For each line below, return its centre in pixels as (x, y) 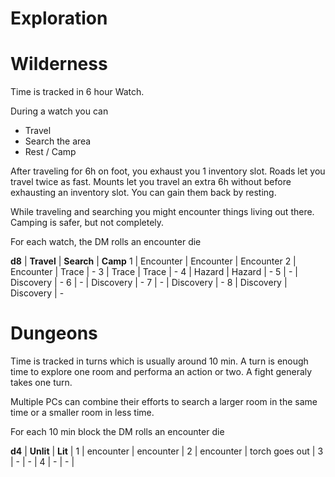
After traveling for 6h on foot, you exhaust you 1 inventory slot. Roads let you (168, 171)
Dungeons (54, 333)
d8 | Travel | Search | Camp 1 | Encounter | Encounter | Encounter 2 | (153, 261)
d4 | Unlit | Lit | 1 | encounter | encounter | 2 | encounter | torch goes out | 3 (167, 451)
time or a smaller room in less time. (82, 413)
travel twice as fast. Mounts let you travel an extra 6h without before (151, 182)
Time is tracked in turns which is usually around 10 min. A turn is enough (159, 361)
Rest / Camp (50, 152)
